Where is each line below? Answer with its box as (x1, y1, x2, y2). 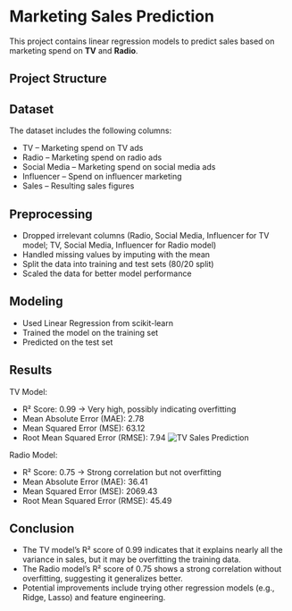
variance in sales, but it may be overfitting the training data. (21, 554, 241, 565)
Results (9, 363, 53, 378)
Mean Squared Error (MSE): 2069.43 (21, 485, 158, 497)
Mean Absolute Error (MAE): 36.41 (21, 476, 148, 487)
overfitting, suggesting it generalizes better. (21, 573, 183, 584)
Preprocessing (9, 206, 93, 222)
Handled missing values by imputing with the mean (21, 248, 211, 260)
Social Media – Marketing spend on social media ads (21, 162, 216, 172)
